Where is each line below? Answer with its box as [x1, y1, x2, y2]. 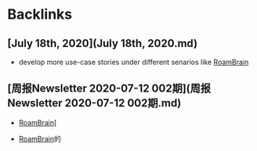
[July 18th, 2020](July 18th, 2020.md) [7, 37, 197, 50]
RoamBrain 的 [18, 134, 62, 143]
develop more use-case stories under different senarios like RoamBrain [18, 57, 249, 67]
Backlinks [7, 5, 73, 23]
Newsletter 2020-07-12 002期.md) [7, 96, 182, 110]
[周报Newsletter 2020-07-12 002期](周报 [7, 82, 211, 95]
